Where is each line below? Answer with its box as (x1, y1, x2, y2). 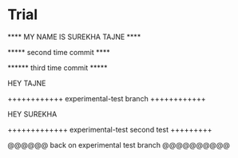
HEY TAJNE (7, 78, 46, 88)
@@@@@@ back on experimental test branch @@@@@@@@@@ (7, 140, 231, 149)
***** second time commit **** (7, 47, 110, 57)
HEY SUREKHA (7, 109, 58, 119)
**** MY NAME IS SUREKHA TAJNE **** (7, 32, 141, 41)
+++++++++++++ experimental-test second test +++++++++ (7, 124, 212, 134)
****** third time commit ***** (7, 62, 109, 73)
